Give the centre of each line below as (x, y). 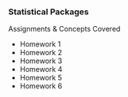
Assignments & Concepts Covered (64, 29)
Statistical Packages (48, 12)
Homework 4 (41, 69)
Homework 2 (41, 53)
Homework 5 (41, 78)
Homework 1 (40, 44)
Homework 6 (41, 86)
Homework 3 (41, 61)
